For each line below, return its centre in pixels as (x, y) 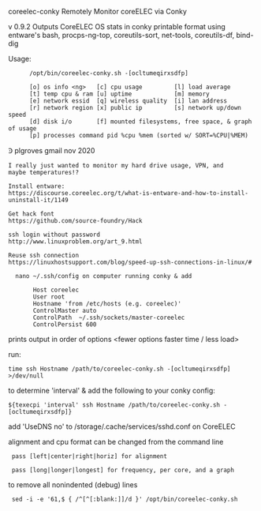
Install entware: (37, 186)
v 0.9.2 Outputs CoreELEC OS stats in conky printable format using (117, 26)
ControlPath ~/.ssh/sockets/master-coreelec (109, 317)
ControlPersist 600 (65, 325)
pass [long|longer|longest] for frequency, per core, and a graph (123, 470)
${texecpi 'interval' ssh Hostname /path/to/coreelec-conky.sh (114, 405)
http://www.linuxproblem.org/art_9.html (76, 242)
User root (49, 297)
